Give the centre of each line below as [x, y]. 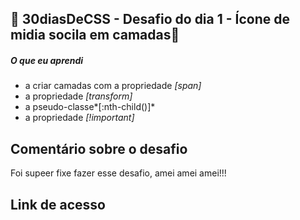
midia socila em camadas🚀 [95, 35]
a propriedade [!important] [79, 118]
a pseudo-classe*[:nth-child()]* [90, 107]
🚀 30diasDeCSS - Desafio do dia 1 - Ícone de [150, 19]
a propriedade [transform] [78, 96]
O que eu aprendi [47, 60]
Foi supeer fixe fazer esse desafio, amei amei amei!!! [118, 173]
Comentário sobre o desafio [99, 148]
